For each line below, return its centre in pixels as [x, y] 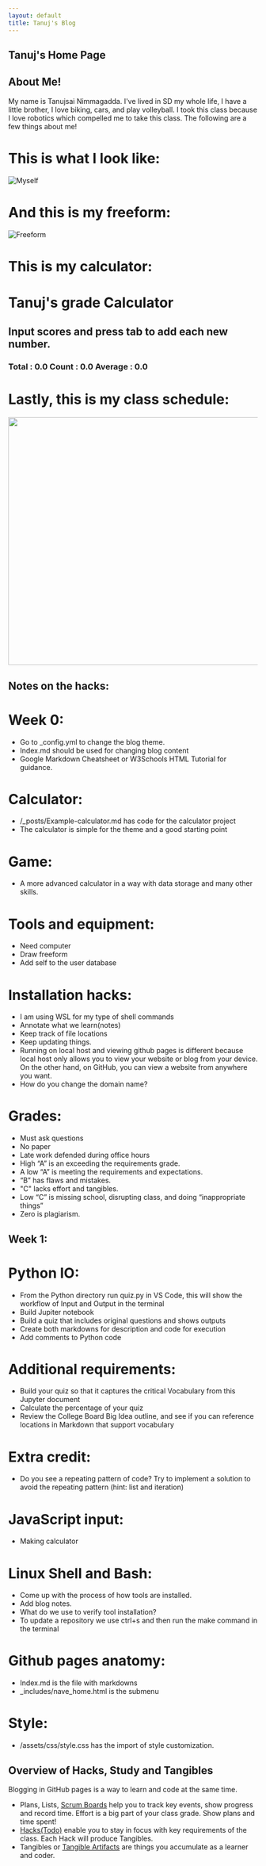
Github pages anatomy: [87, 1661]
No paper [35, 1147]
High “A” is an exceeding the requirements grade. [100, 1163]
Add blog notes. [46, 1604]
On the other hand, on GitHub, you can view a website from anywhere [133, 1067]
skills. [29, 892]
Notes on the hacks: [59, 686]
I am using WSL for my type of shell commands [97, 1017]
